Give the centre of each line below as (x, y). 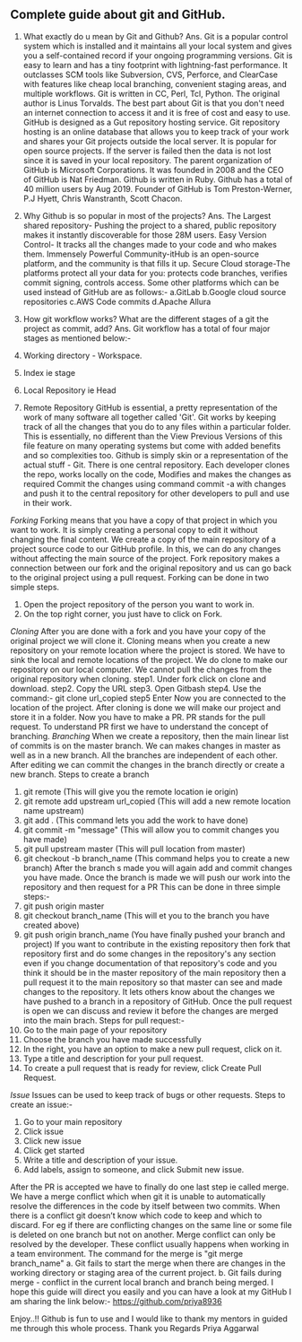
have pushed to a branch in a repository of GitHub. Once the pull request (157, 1001)
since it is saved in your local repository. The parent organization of (147, 160)
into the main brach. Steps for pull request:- (104, 1020)
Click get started (54, 1150)
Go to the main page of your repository (95, 1030)
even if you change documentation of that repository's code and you (150, 963)
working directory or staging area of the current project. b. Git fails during (146, 1272)
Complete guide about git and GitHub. (118, 15)
